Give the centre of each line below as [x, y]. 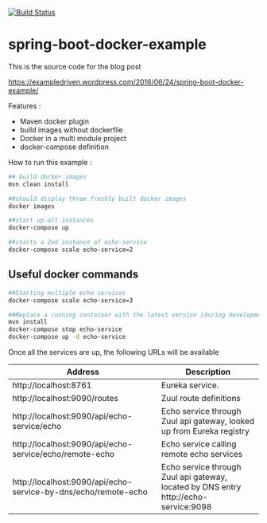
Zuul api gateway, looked [208, 421]
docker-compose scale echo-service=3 [71, 300]
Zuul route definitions [201, 398]
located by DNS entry [201, 487]
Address [83, 372]
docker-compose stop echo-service [66, 330]
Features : [25, 106]
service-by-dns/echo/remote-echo [80, 492]
